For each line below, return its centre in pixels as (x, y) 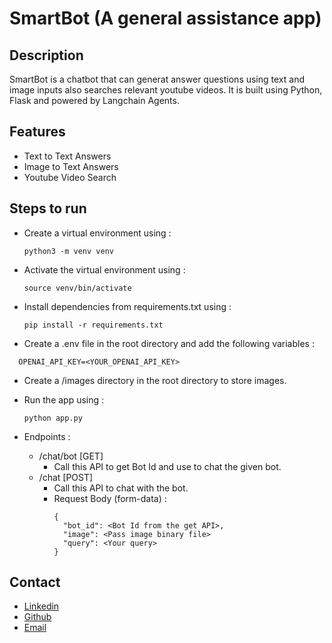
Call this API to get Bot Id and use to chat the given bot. (167, 466)
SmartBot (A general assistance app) (165, 18)
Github (37, 617)
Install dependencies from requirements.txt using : (127, 306)
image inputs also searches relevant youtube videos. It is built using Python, (166, 90)
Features (37, 132)
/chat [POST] (66, 477)
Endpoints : (47, 436)
